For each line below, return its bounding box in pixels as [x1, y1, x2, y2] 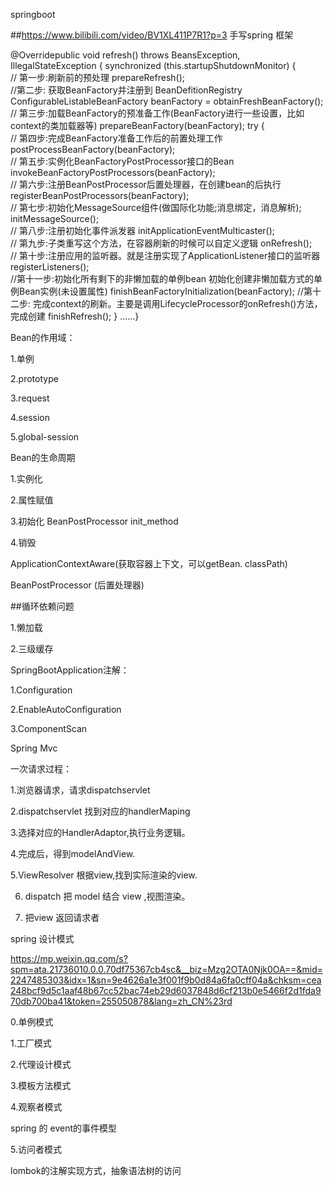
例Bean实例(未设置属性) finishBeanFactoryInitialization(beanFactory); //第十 [10, 285, 322, 297]
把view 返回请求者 [24, 912, 100, 923]
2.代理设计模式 [10, 1059, 72, 1070]
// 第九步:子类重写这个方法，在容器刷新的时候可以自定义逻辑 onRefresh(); [10, 237, 313, 249]
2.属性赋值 [10, 494, 54, 506]
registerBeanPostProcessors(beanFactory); [10, 190, 190, 201]
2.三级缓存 [10, 643, 54, 654]
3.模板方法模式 [10, 1080, 72, 1091]
